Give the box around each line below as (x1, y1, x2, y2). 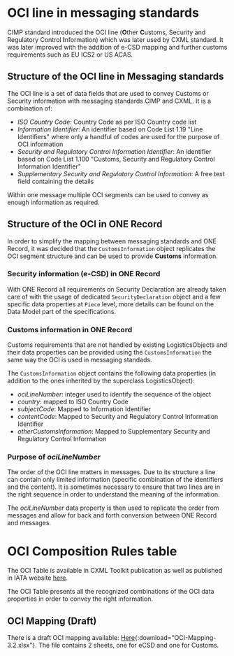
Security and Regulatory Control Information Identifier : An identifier (17, 147, 212, 155)
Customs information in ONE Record (7, 325, 133, 334)
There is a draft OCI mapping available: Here (7, 634, 135, 642)
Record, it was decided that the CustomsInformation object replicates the (7, 244, 216, 252)
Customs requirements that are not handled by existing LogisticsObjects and (7, 341, 228, 349)
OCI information (17, 140, 64, 148)
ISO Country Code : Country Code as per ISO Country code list (17, 117, 197, 126)
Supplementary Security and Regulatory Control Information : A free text (17, 169, 226, 178)
